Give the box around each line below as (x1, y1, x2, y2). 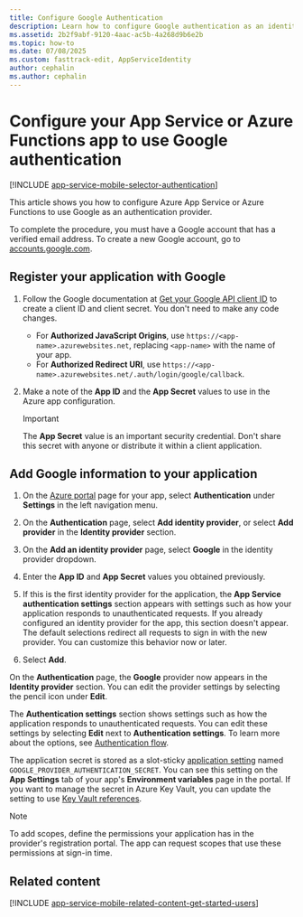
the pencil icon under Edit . (9, 691, 108, 702)
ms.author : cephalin (9, 72, 87, 81)
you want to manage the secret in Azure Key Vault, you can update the (9, 783, 271, 795)
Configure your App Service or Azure (9, 110, 294, 131)
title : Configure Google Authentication (9, 13, 164, 23)
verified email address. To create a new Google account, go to (9, 233, 241, 244)
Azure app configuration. (22, 395, 115, 407)
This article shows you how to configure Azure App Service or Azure (9, 196, 264, 208)
